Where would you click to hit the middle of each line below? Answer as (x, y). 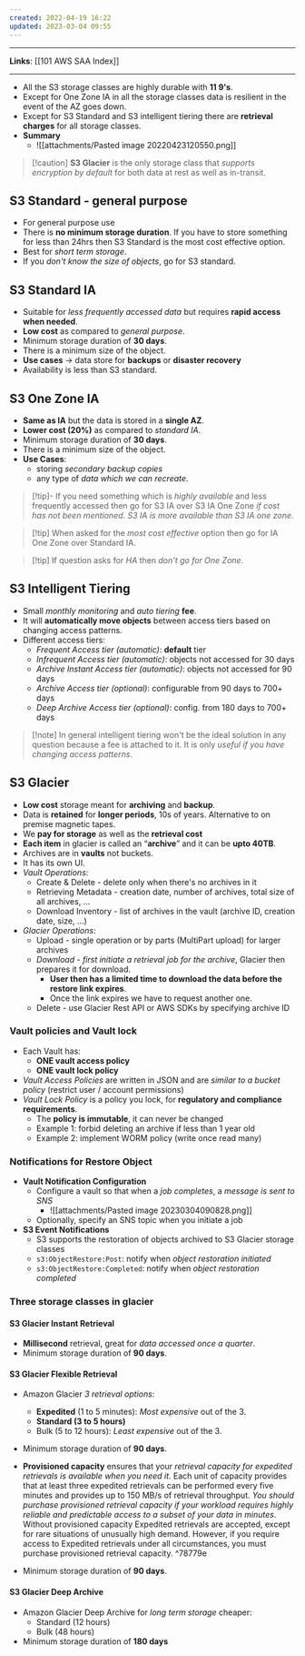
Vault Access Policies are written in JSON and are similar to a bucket (151, 1080)
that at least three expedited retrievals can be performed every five (148, 1486)
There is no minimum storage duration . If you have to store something (155, 232)
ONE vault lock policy (77, 1070)
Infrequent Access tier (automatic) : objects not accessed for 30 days (165, 659)
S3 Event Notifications (66, 1230)
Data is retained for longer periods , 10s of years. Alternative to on (146, 814)
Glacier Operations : (59, 930)
